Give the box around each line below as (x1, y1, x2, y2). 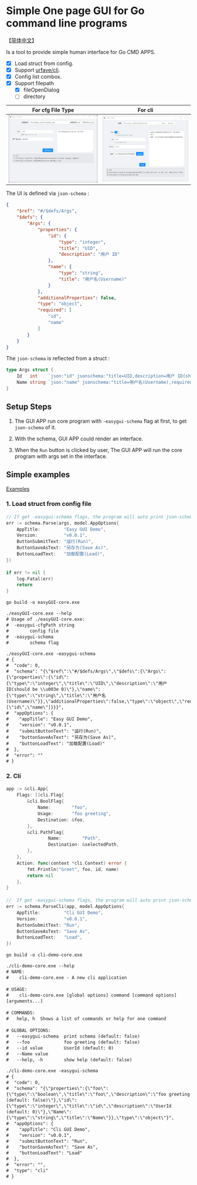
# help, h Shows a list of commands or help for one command (6, 1016, 167, 1022)
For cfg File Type (32, 106, 74, 113)
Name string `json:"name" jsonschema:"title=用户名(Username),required (16, 380, 193, 386)
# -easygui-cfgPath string (6, 622, 75, 629)
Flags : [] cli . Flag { (16, 792, 64, 798)
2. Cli (6, 772, 22, 780)
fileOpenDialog (23, 86, 60, 93)
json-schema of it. (14, 424, 57, 431)
